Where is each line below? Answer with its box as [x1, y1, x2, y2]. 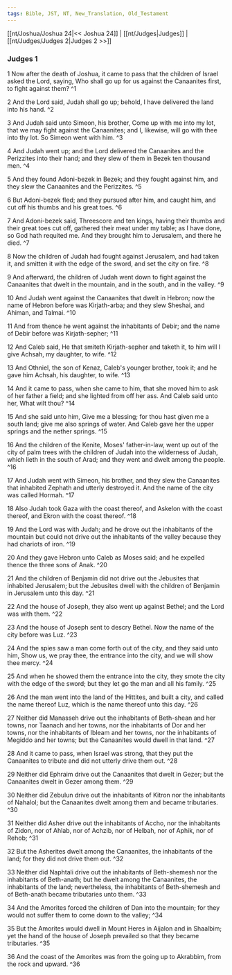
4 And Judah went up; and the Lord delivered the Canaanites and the [7, 146, 204, 155]
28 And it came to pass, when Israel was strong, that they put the [7, 749, 193, 757]
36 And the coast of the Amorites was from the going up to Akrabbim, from [7, 952, 222, 960]
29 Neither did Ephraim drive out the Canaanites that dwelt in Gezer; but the [7, 770, 224, 778]
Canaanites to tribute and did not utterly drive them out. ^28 [7, 757, 178, 765]
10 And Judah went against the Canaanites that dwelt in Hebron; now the [7, 293, 215, 302]
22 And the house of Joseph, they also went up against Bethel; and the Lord [7, 602, 224, 610]
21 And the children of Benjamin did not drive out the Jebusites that [7, 573, 199, 583]
